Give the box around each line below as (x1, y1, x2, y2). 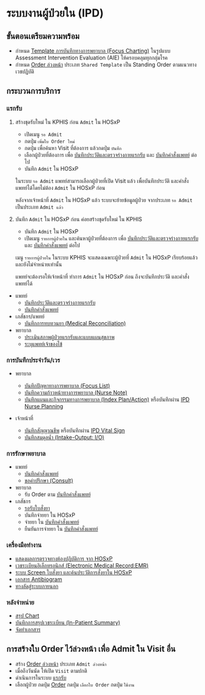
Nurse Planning (24, 402, 64, 410)
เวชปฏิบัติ (15, 68, 35, 75)
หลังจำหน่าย (6, 598, 35, 606)
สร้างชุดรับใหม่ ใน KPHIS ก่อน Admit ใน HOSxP (15, 118, 121, 126)
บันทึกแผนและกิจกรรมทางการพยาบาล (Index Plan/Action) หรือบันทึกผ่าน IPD (24, 396, 190, 403)
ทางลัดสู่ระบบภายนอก (15, 582, 59, 590)
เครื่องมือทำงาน (6, 541, 42, 549)
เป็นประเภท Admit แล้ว (15, 203, 64, 211)
